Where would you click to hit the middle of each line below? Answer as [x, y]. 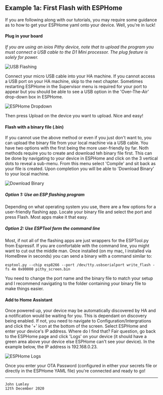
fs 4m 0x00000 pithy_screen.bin [38, 269]
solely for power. [22, 57]
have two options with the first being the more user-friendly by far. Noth [77, 148]
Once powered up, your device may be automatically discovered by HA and [81, 311]
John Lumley [17, 384]
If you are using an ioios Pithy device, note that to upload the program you [80, 47]
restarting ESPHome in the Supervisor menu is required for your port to [76, 87]
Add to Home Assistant [29, 300]
